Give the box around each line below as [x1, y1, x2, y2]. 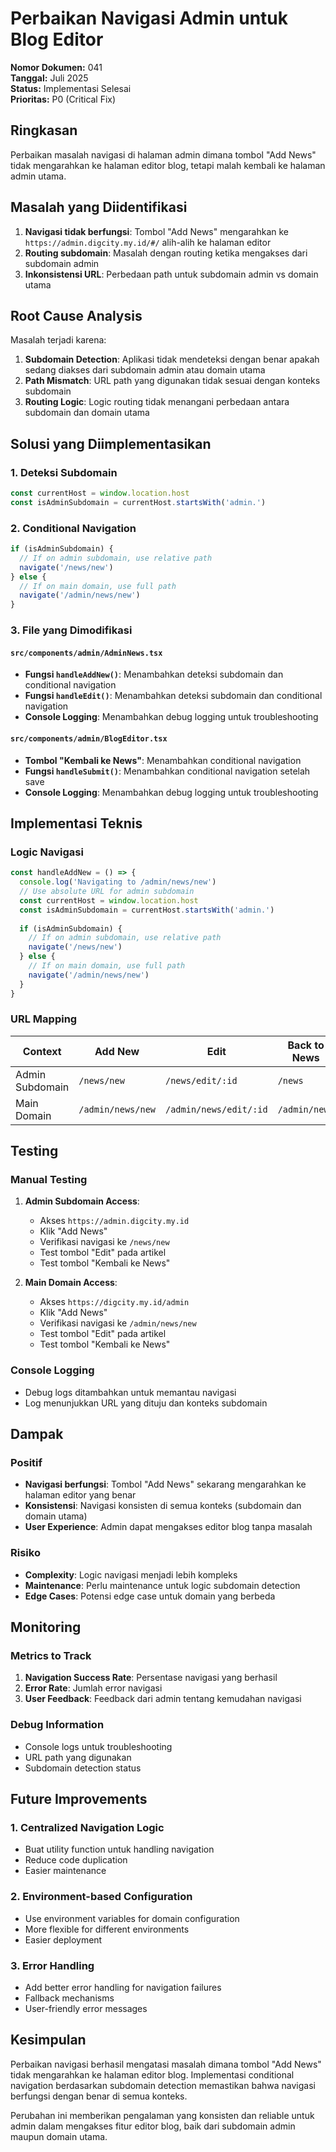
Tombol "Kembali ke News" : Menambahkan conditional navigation [24, 754, 302, 766]
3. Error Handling [10, 1958, 95, 1972]
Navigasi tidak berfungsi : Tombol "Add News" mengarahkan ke [24, 225, 290, 237]
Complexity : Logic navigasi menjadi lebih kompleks [24, 1568, 238, 1581]
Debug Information [10, 1718, 105, 1732]
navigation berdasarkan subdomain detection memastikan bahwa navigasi [10, 2079, 316, 2091]
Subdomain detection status [24, 1762, 142, 1774]
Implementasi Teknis [10, 815, 143, 832]
